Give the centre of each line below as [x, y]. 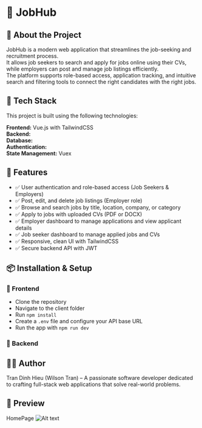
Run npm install [36, 315]
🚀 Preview [25, 403]
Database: [20, 140]
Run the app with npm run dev [52, 328]
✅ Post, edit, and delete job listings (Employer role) [79, 200]
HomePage [20, 418]
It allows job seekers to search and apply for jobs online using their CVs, [96, 62]
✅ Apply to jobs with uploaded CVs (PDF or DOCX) [79, 214]
